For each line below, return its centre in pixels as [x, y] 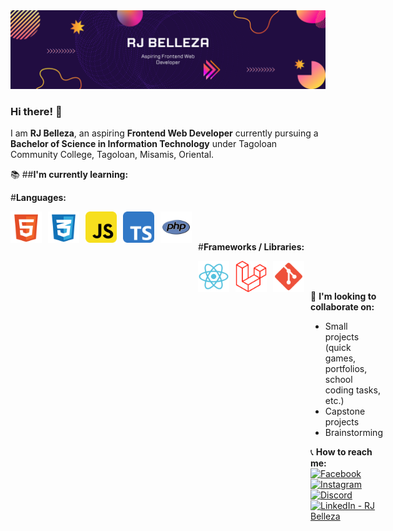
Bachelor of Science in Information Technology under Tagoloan [144, 144]
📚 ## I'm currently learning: [69, 175]
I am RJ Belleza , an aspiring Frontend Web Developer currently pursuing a [164, 133]
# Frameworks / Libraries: [251, 247]
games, [340, 358]
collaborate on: [342, 307]
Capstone [345, 411]
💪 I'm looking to [343, 296]
